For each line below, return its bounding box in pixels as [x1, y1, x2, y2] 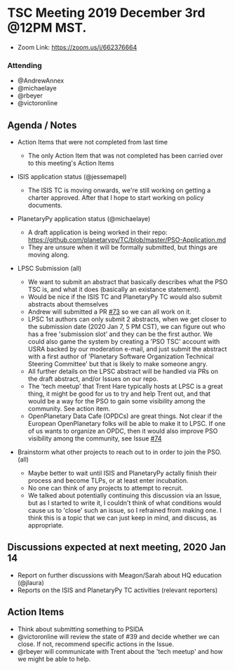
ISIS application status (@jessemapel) [17, 173, 128, 181]
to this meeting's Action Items [27, 159, 114, 168]
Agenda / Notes [7, 119, 77, 131]
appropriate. [27, 521, 64, 530]
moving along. [27, 250, 69, 259]
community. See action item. [27, 405, 111, 413]
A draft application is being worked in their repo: [27, 228, 168, 236]
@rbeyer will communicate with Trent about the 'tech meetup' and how [17, 647, 223, 655]
